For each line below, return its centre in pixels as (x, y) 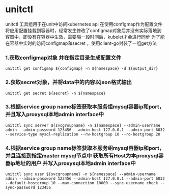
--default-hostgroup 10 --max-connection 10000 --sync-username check (82, 183)
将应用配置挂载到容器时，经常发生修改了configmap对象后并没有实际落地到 (83, 30)
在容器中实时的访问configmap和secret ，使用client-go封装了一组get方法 (81, 43)
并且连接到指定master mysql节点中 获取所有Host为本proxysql (82, 155)
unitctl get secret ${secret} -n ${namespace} (55, 93)
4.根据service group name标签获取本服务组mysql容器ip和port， (85, 148)
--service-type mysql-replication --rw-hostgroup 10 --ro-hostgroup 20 (83, 134)
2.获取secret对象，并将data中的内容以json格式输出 (69, 82)
